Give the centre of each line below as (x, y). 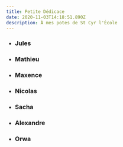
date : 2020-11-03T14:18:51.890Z (46, 17)
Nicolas (26, 91)
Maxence (28, 75)
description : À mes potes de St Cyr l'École (62, 23)
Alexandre (30, 123)
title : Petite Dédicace (35, 12)
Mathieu (27, 59)
